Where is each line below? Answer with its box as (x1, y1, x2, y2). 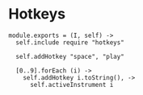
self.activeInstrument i (29, 81, 114, 89)
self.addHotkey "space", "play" (15, 52, 125, 60)
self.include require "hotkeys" (15, 38, 125, 47)
